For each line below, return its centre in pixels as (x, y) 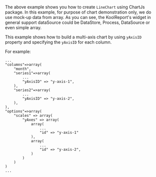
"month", (22, 69)
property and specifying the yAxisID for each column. (58, 42)
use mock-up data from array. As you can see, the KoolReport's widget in (78, 17)
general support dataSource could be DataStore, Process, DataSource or (78, 22)
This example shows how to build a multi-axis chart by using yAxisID (73, 37)
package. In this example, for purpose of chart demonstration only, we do (78, 12)
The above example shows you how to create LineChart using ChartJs (75, 7)
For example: (18, 51)
